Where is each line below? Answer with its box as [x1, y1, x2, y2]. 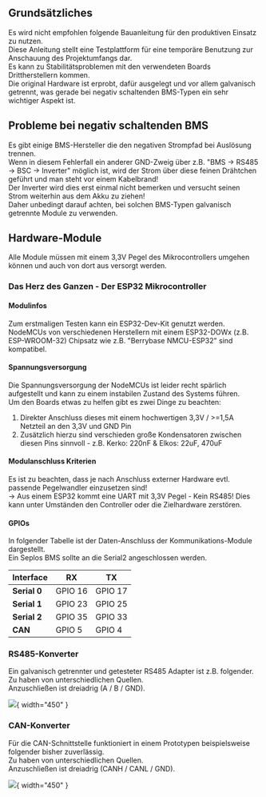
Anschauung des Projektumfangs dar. [8, 53, 133, 62]
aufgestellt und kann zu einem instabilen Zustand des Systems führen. [8, 388, 240, 398]
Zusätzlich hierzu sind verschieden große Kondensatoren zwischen [19, 430, 242, 439]
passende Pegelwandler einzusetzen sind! [8, 483, 148, 492]
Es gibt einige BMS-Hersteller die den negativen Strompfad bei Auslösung [8, 140, 252, 150]
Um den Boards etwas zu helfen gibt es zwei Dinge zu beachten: [8, 397, 221, 407]
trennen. [8, 148, 36, 158]
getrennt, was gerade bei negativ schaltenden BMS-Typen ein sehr [8, 87, 229, 97]
